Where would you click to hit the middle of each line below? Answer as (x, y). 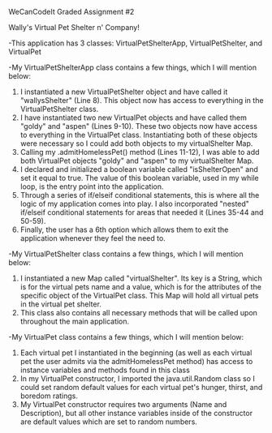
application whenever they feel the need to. (93, 238)
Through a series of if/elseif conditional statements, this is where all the (140, 195)
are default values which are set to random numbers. (108, 422)
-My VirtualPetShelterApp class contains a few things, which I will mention (133, 67)
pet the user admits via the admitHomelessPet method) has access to (136, 361)
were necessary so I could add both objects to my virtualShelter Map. (136, 144)
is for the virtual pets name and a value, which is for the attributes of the (141, 287)
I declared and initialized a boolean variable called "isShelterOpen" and (139, 169)
